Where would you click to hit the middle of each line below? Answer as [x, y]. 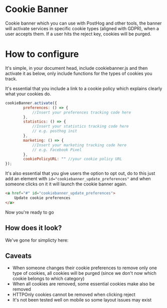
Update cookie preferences [42, 198]
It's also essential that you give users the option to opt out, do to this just [80, 173]
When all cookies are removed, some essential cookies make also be [83, 284]
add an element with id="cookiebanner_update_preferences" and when [78, 179]
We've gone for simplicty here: [37, 240]
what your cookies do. [28, 93]
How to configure [42, 54]
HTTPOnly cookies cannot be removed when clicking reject [74, 294]
